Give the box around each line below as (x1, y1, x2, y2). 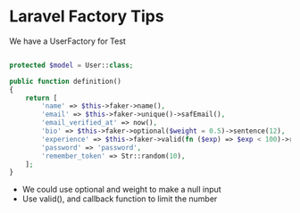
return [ (25, 94, 58, 102)
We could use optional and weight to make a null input (21, 184, 221, 195)
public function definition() (9, 77, 122, 86)
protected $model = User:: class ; (9, 61, 134, 70)
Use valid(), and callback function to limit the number (21, 193, 218, 204)
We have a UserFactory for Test (9, 36, 127, 46)
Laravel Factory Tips (9, 6, 164, 27)
